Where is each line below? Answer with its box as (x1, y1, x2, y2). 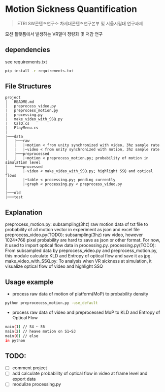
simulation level (5, 160, 41, 165)
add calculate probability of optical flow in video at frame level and (12, 370, 148, 377)
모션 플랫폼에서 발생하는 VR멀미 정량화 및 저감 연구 (5, 31, 103, 37)
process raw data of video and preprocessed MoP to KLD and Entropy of (12, 309, 161, 315)
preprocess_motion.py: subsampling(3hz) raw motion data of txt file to (5, 221, 148, 227)
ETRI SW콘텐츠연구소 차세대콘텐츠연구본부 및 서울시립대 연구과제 (17, 20, 143, 26)
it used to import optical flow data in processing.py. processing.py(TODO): (5, 243, 156, 248)
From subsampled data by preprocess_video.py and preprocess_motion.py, (5, 247, 158, 253)
